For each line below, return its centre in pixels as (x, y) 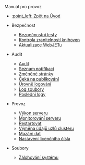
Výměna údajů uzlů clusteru (46, 128)
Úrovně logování (35, 84)
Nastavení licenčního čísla (44, 139)
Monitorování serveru (40, 118)
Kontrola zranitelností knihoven (49, 40)
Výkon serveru (33, 113)
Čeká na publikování (39, 79)
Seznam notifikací (36, 69)
